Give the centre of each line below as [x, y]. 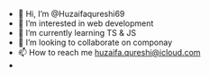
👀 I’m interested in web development [86, 23]
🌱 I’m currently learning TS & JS [77, 33]
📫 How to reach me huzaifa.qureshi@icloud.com [109, 52]
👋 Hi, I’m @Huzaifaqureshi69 [71, 14]
